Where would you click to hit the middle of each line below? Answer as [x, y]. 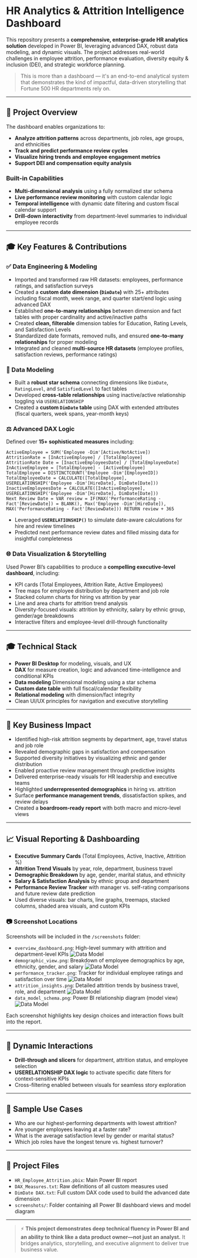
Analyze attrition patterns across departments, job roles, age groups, [99, 138]
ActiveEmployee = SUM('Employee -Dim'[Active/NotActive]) [78, 453]
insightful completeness [43, 538]
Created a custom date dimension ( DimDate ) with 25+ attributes [91, 292]
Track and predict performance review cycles [71, 150]
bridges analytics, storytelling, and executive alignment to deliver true [105, 1243]
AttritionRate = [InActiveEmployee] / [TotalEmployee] [74, 458]
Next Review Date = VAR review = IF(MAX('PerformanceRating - [84, 499]
